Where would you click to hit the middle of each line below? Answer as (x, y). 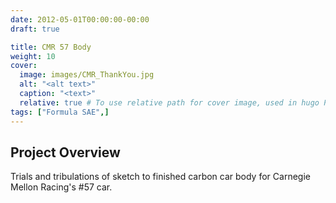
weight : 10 (33, 56)
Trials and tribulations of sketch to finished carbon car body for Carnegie (160, 177)
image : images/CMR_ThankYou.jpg (87, 75)
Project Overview (65, 152)
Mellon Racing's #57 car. (61, 187)
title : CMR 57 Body (51, 47)
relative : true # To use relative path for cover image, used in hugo (169, 102)
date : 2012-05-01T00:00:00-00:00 (80, 19)
